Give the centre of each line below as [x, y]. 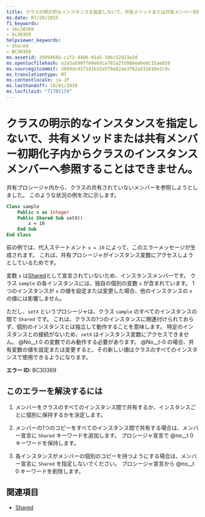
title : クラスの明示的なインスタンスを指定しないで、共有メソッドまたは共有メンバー [100, 12]
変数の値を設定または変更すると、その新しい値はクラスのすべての [94, 350]
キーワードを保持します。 [47, 443]
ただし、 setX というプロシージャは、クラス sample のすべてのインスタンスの [102, 311]
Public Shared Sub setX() [50, 218]
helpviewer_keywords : [34, 40]
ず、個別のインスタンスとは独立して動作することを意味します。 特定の [95, 327]
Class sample [23, 206]
